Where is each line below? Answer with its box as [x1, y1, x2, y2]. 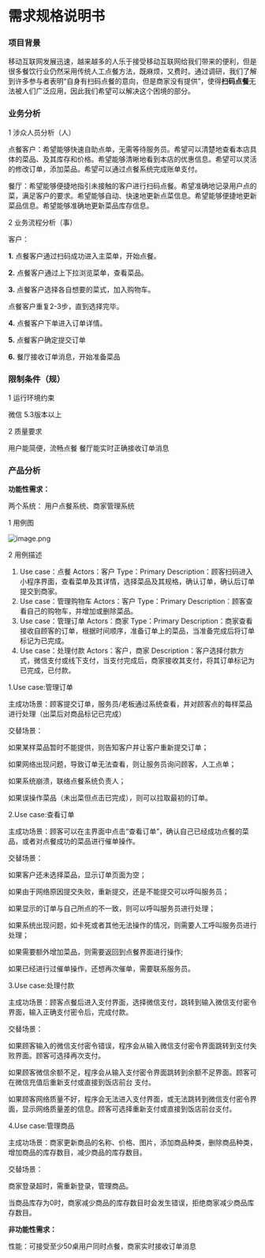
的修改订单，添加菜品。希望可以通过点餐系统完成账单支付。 [8, 164, 202, 174]
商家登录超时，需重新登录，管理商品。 [8, 1181, 132, 1191]
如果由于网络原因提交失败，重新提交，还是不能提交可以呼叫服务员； [8, 887, 230, 897]
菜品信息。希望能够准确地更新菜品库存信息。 [8, 201, 154, 210]
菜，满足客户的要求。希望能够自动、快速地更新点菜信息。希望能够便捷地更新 [8, 190, 257, 200]
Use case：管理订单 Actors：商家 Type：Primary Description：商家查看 [19, 616, 253, 626]
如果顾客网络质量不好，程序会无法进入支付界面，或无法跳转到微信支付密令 [8, 1094, 250, 1104]
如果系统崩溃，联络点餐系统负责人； [8, 776, 126, 786]
